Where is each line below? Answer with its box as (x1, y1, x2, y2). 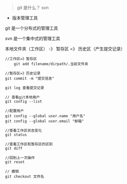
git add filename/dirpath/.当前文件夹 (14, 61, 89, 66)
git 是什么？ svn (16, 5, 49, 10)
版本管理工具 (12, 15, 38, 21)
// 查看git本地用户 (5, 95, 40, 100)
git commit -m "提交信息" (5, 76, 55, 81)
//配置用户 (5, 108, 24, 113)
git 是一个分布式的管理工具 (5, 25, 58, 31)
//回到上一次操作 (5, 155, 35, 160)
